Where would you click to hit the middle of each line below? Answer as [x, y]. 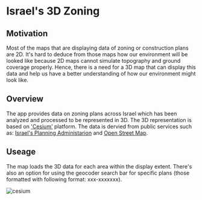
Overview [25, 99]
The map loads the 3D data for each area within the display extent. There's [99, 166]
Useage [21, 152]
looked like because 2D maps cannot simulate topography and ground [93, 61]
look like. [17, 80]
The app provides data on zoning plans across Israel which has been [92, 114]
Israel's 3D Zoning [53, 11]
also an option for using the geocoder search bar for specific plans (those [98, 173]
